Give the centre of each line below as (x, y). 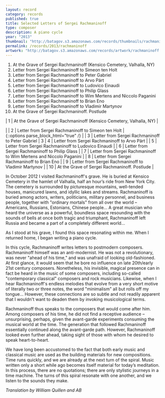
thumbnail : (17, 42)
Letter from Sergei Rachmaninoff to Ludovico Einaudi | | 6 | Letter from (77, 146)
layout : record (21, 10)
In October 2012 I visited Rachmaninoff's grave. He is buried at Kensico (77, 176)
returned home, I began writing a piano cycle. (51, 237)
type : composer (21, 28)
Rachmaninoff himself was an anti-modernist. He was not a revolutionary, (80, 252)
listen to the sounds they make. (37, 380)
